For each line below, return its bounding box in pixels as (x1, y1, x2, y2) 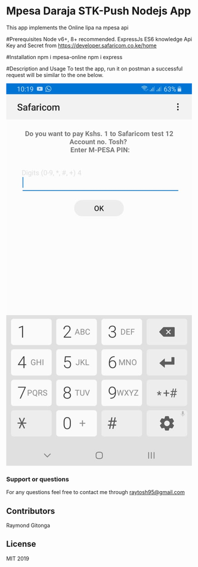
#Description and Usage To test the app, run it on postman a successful (6, 65, 183, 72)
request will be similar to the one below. (6, 71, 104, 78)
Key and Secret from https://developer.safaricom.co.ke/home (6, 42, 157, 49)
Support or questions (6, 475, 70, 483)
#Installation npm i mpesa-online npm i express (6, 53, 123, 60)
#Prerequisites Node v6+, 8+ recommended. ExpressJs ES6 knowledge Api (6, 35, 193, 42)
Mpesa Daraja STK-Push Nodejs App (6, 4, 191, 18)
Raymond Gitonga (6, 522, 51, 529)
